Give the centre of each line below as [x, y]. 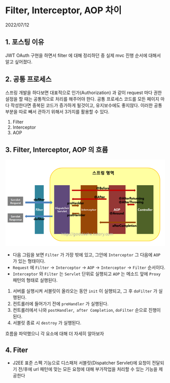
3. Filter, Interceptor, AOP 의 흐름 [57, 150]
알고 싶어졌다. [19, 62]
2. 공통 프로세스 [28, 79]
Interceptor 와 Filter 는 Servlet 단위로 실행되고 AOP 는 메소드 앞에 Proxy [87, 274]
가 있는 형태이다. [29, 261]
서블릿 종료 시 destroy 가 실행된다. [47, 323]
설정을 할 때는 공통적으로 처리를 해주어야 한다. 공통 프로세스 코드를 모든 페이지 [82, 99]
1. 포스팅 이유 [25, 42]
